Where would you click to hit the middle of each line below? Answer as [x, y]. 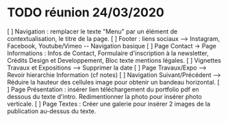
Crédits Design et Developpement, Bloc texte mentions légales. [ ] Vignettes [114, 60]
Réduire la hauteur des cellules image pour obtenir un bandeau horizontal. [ [114, 82]
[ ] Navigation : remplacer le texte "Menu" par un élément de [92, 31]
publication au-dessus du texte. [52, 111]
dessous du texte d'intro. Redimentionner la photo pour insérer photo [104, 96]
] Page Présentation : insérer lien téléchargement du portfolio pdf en [103, 89]
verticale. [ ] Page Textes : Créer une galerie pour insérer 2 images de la [109, 104]
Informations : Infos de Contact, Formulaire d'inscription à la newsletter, [108, 53]
